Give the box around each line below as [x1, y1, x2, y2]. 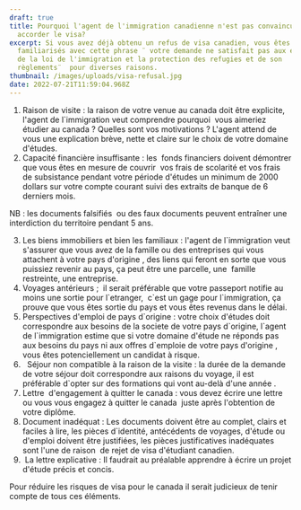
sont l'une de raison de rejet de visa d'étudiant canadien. [21, 444, 235, 455]
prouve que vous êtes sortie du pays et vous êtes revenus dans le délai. [21, 302, 288, 312]
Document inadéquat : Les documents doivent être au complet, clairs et [21, 416, 287, 426]
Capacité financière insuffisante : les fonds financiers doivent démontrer [21, 152, 292, 163]
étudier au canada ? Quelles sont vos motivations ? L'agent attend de [21, 123, 278, 135]
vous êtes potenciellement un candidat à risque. [21, 349, 200, 360]
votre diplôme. [21, 406, 76, 418]
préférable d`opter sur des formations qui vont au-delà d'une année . [21, 378, 277, 389]
